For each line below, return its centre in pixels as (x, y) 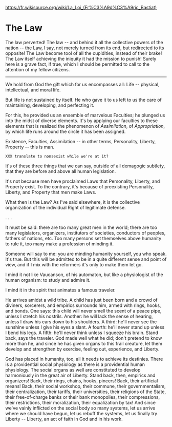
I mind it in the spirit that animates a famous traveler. (61, 290)
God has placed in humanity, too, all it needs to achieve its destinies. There (84, 359)
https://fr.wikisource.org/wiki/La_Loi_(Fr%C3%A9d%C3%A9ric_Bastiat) (81, 7)
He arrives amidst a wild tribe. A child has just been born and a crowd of (81, 300)
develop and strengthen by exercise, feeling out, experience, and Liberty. (82, 349)
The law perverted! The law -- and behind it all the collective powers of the (84, 42)
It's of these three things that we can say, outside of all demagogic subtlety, (85, 166)
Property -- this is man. (30, 147)
